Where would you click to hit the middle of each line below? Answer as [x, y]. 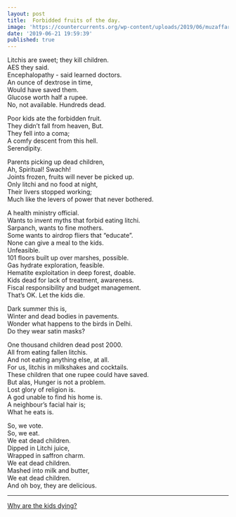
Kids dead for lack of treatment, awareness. [71, 280]
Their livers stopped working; [50, 192]
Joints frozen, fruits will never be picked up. [71, 177]
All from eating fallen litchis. [47, 352]
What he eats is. [31, 412]
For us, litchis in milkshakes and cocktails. [68, 367]
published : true [31, 40]
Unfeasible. [24, 250]
